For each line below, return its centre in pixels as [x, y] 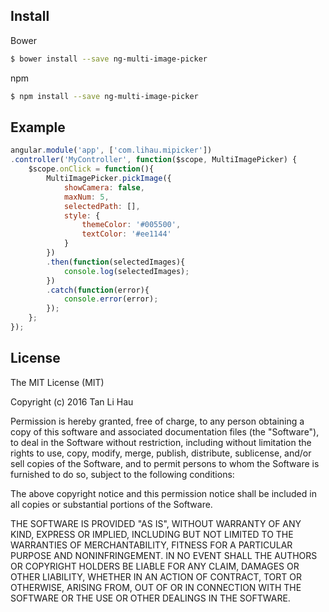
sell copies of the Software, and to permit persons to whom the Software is [165, 463]
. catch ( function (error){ [98, 290]
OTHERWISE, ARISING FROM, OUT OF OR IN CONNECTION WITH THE [156, 587]
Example [38, 127]
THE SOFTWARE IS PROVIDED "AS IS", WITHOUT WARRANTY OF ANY [156, 523]
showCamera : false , [104, 187]
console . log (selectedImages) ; [126, 271]
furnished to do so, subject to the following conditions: [122, 474]
